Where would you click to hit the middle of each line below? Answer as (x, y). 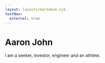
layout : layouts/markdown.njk (36, 9)
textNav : (14, 14)
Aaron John (29, 42)
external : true (25, 18)
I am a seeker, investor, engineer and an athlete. (53, 55)
